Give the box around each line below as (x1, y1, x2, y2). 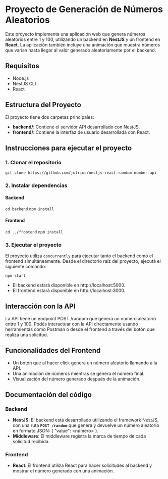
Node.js (12, 75, 29, 81)
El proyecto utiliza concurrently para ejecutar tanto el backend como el (5, 253, 153, 259)
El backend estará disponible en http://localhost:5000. (12, 282, 126, 288)
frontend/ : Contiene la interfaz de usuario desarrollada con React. (12, 129, 150, 135)
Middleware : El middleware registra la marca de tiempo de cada (12, 433, 146, 439)
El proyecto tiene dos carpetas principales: (5, 114, 94, 120)
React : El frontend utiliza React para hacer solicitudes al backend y (12, 462, 152, 468)
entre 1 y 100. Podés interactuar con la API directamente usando (5, 321, 138, 327)
